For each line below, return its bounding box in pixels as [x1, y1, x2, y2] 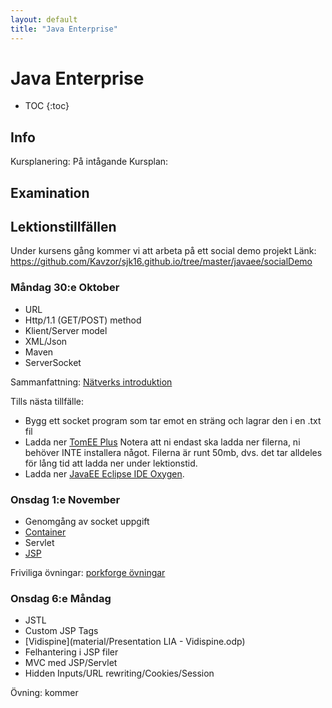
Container [24, 526, 67, 538]
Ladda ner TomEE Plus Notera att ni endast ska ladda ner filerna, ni [24, 436, 301, 448]
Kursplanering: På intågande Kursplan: [10, 156, 169, 168]
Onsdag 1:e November [10, 492, 121, 506]
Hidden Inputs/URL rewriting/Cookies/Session [24, 667, 215, 680]
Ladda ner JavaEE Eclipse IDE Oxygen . [24, 467, 185, 480]
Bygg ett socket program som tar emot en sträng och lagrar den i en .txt [24, 414, 322, 426]
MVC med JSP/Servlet [24, 657, 118, 669]
